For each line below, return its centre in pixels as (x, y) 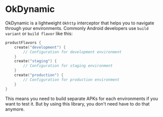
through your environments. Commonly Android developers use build (77, 28)
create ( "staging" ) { (35, 61)
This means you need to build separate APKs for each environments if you (82, 99)
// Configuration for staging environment (68, 66)
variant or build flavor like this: (39, 33)
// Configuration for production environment (71, 80)
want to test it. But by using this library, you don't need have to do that (77, 104)
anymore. (15, 109)
